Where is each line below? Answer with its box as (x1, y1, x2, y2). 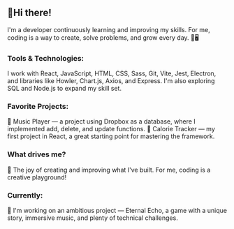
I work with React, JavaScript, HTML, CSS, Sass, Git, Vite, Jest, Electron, (7, 69, 217, 77)
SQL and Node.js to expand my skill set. (7, 84, 122, 93)
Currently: (7, 190, 43, 200)
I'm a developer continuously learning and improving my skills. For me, (7, 25, 211, 34)
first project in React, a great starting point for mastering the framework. (7, 132, 215, 140)
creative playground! (7, 172, 67, 182)
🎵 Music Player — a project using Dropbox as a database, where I (7, 117, 196, 126)
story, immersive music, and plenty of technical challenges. (7, 214, 178, 222)
